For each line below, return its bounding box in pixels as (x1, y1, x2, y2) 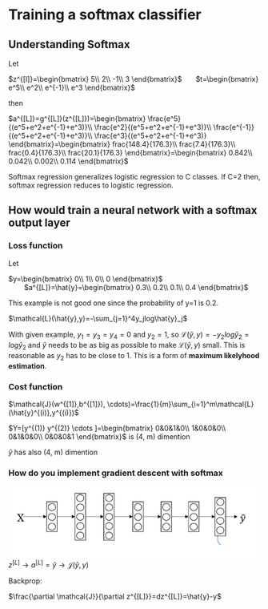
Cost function (8, 381, 63, 392)
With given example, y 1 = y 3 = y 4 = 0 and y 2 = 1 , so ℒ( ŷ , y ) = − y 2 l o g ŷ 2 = (8, 329, 250, 341)
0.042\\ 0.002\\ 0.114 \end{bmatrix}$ (8, 156, 129, 166)
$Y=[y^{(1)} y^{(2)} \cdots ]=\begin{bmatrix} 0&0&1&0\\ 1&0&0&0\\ (8, 423, 226, 434)
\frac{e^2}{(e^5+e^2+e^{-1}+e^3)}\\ (94, 123, 212, 131)
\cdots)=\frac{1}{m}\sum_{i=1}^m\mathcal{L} (106, 399, 254, 409)
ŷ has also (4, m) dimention (8, 447, 98, 458)
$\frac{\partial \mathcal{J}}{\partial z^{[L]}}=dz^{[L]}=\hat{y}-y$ (8, 591, 222, 601)
